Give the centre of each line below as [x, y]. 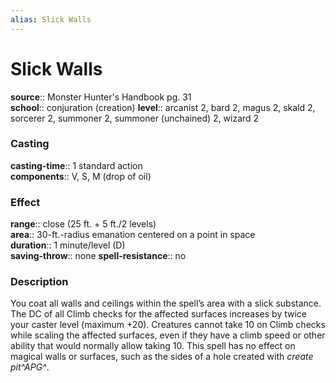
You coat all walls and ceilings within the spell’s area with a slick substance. [166, 303]
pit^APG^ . [30, 367]
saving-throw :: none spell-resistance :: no [98, 256]
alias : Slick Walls [51, 19]
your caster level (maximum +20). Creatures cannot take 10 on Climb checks [168, 325]
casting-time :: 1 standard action [76, 165]
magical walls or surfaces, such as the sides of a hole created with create [162, 357]
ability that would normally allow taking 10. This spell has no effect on [153, 346]
